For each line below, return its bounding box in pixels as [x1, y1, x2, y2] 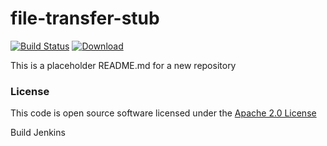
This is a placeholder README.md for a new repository [10, 59, 237, 71]
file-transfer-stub [10, 7, 160, 30]
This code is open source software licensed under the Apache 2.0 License [10, 107, 317, 119]
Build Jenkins [10, 127, 66, 139]
